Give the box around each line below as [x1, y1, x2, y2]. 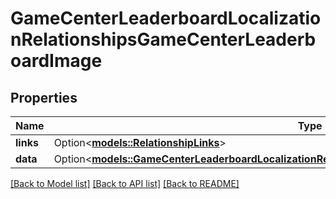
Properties [10, 89, 78, 106]
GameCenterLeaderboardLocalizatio [10, 7, 322, 30]
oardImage [10, 50, 103, 72]
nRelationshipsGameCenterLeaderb [10, 28, 317, 51]
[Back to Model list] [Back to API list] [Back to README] [10, 178, 240, 189]
